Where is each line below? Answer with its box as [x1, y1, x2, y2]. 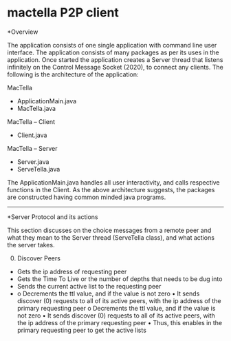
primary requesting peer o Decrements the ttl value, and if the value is [16, 304, 216, 312]
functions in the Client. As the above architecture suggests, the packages [7, 185, 215, 194]
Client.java [16, 131, 47, 139]
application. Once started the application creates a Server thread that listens [7, 55, 223, 63]
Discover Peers [16, 254, 60, 262]
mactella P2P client [7, 5, 119, 21]
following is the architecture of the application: [7, 70, 139, 79]
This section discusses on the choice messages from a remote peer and [7, 226, 212, 234]
